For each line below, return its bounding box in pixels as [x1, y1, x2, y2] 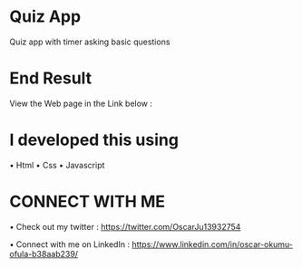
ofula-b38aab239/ [9, 248, 79, 259]
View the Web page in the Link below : [9, 98, 152, 109]
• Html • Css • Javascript [9, 159, 105, 170]
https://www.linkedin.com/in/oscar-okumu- [131, 238, 293, 250]
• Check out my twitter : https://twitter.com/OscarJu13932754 [9, 221, 241, 232]
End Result [9, 68, 93, 89]
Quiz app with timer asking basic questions [9, 36, 170, 47]
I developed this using [9, 129, 180, 150]
